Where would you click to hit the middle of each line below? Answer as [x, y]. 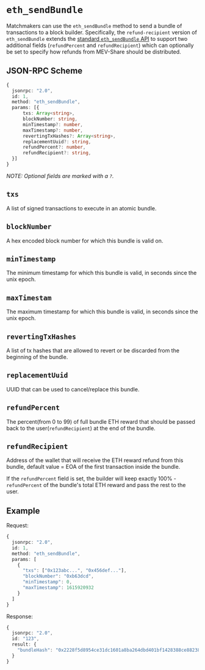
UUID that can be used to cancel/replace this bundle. [73, 389]
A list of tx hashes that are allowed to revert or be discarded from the [93, 350]
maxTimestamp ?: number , [53, 130]
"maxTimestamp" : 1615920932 [58, 588]
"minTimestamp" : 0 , [47, 582]
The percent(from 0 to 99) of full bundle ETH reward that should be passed [101, 421]
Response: [20, 616]
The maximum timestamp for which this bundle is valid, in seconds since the [102, 312]
